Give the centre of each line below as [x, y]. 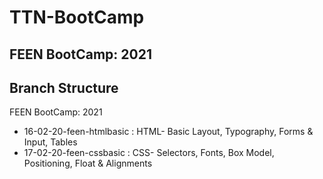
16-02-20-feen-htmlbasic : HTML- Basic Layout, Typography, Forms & [168, 132]
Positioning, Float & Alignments [88, 163]
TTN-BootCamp [77, 17]
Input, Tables [50, 142]
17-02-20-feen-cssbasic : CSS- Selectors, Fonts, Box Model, [149, 153]
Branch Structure [64, 87]
